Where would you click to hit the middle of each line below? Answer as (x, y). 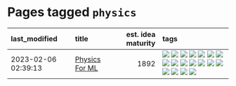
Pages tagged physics (72, 12)
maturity (141, 43)
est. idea (141, 34)
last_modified (34, 38)
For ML (86, 68)
